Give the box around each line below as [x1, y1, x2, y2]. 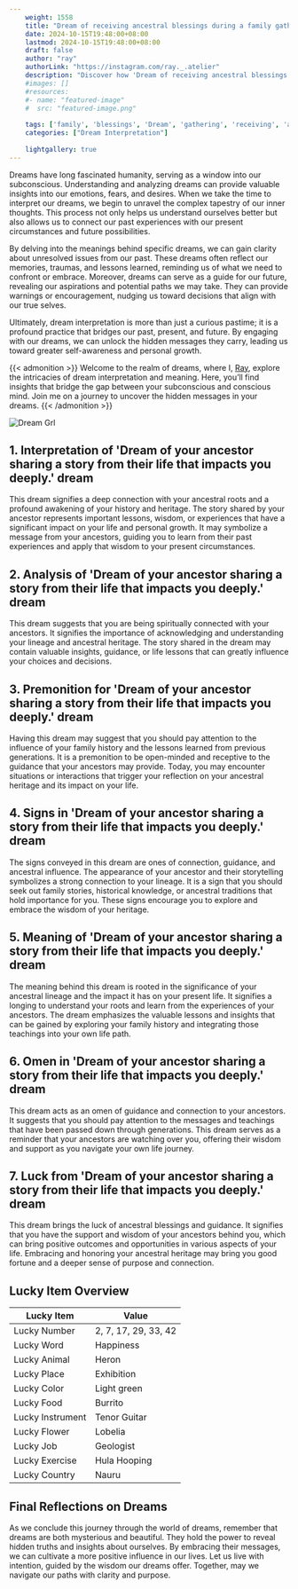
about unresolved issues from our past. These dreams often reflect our [9, 252, 269, 263]
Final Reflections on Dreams [9, 1499, 168, 1514]
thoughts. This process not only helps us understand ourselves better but [9, 207, 278, 217]
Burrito [94, 1396, 124, 1409]
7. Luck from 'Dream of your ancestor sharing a [9, 1168, 274, 1184]
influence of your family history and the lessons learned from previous [9, 743, 266, 753]
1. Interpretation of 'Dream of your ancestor [9, 443, 255, 458]
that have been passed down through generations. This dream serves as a [9, 1124, 281, 1135]
